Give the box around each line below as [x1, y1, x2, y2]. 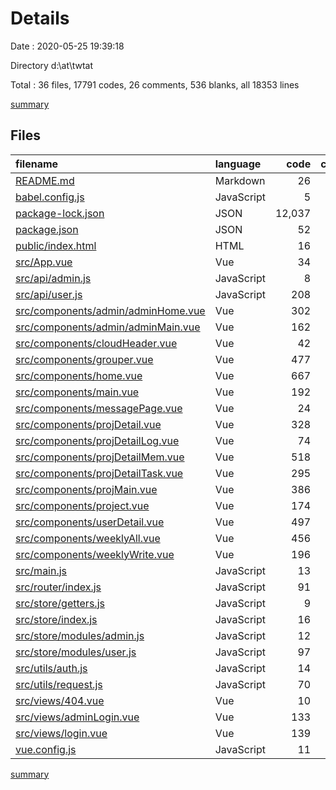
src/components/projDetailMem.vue [15, 450, 185, 464]
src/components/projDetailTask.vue [15, 466, 184, 480]
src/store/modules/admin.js [15, 628, 145, 642]
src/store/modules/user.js [15, 645, 137, 659]
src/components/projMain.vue [15, 482, 158, 496]
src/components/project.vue [15, 498, 150, 512]
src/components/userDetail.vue [15, 515, 165, 529]
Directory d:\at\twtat [10, 59, 94, 71]
